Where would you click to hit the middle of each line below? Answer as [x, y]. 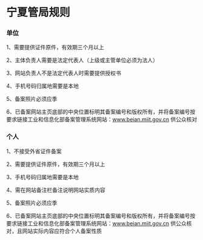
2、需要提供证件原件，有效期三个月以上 [56, 164]
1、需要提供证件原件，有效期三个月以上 [55, 47]
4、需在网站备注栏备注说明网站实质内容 [56, 190]
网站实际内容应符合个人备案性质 [62, 231]
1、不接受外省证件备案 [34, 151]
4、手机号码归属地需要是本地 [43, 86]
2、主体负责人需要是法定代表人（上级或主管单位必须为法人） [82, 60]
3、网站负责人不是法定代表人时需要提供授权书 [64, 73]
